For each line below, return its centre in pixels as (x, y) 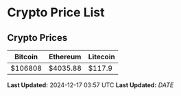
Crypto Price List (56, 13)
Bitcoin (26, 57)
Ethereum (65, 57)
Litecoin (101, 57)
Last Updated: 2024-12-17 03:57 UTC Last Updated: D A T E (90, 85)
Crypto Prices (37, 38)
